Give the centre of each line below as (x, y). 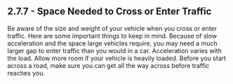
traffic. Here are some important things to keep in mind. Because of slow (112, 36)
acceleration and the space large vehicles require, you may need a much (112, 43)
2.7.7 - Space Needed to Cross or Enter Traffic (109, 12)
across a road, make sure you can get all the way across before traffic (108, 65)
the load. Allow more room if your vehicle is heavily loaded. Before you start (117, 58)
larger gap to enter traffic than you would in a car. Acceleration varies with (115, 50)
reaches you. (26, 73)
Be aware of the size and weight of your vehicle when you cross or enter (112, 28)
